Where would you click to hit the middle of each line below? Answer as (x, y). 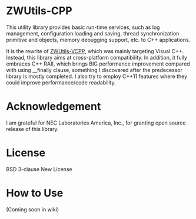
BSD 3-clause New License (39, 169)
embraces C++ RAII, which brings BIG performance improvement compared (98, 64)
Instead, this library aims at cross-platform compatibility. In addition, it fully (97, 57)
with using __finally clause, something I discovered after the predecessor (94, 70)
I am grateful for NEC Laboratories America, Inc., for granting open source (96, 123)
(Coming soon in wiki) (33, 209)
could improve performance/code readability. (61, 82)
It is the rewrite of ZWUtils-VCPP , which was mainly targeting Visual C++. (95, 51)
